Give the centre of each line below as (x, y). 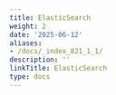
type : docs (30, 77)
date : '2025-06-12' (46, 34)
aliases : (26, 43)
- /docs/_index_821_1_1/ (56, 52)
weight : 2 (28, 26)
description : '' (40, 60)
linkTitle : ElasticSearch (58, 69)
